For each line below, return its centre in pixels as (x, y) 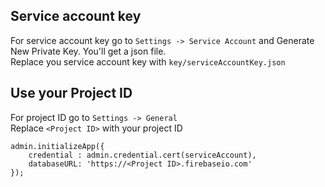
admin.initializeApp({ (57, 146)
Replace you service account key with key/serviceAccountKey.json (148, 61)
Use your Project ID (71, 93)
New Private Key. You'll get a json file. (88, 51)
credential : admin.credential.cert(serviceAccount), (142, 155)
